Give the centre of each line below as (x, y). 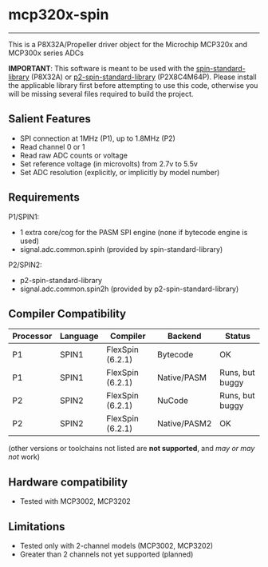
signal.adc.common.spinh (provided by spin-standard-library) (121, 249)
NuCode (173, 401)
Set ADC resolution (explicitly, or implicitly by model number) (120, 172)
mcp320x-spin (59, 15)
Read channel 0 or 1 (52, 146)
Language (79, 336)
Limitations (37, 527)
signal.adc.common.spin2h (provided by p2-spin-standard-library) (129, 289)
